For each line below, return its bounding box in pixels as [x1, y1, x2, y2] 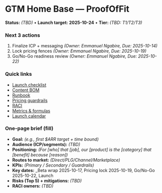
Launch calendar [12, 113, 46, 119]
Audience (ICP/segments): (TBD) [12, 141, 80, 147]
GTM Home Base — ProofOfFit [5, 3, 130, 15]
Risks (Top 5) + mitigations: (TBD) [12, 177, 82, 184]
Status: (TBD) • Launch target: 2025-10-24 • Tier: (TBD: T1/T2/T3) [5, 20, 143, 25]
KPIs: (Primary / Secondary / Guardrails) [12, 162, 94, 168]
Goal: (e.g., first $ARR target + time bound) [12, 136, 99, 142]
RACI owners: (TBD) [12, 183, 54, 189]
